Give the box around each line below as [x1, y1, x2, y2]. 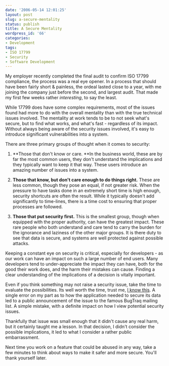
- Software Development [5, 59, 56, 64]
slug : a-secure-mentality [5, 17, 60, 22]
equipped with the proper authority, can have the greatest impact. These [12, 219, 164, 225]
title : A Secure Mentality [5, 26, 62, 31]
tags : [5, 45, 17, 50]
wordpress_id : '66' [5, 31, 47, 36]
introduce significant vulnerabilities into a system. [5, 131, 109, 137]
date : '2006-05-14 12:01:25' [5, 7, 67, 13]
